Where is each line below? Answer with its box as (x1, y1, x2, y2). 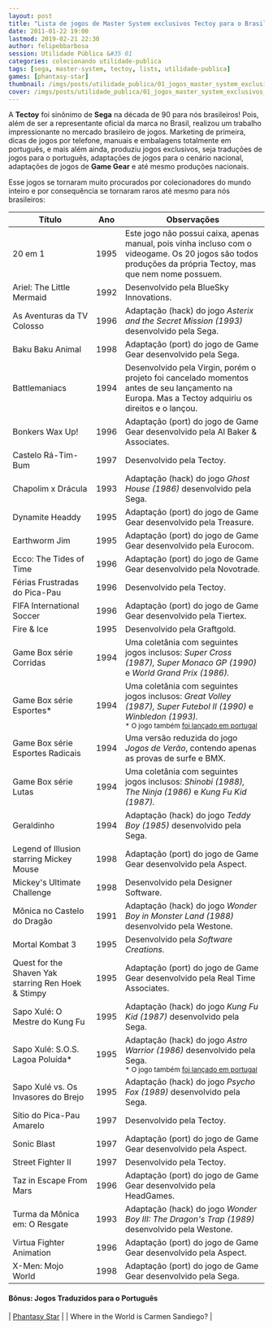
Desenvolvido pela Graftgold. (124, 623, 236, 635)
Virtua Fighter (12, 1237, 65, 1248)
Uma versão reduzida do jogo (124, 732, 238, 744)
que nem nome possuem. (124, 269, 222, 280)
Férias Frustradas (12, 577, 80, 588)
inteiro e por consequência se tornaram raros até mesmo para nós (8, 186, 230, 196)
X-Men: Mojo (12, 1261, 64, 1272)
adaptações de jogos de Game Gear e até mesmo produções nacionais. (8, 162, 249, 172)
